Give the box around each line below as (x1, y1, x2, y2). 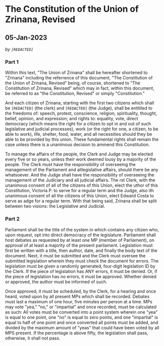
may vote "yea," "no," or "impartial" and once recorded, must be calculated (5, 304, 157, 310)
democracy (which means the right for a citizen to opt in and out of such (5, 121, 151, 127)
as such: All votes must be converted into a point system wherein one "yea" (5, 309, 158, 315)
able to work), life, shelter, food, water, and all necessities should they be (5, 131, 152, 137)
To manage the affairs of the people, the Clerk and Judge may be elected (5, 151, 153, 157)
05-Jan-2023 (5, 33, 47, 42)
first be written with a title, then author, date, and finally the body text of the (5, 247, 158, 253)
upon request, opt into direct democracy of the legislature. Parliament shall (5, 232, 156, 238)
